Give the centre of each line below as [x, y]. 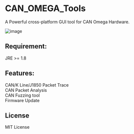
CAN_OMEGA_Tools [45, 8]
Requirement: [26, 46]
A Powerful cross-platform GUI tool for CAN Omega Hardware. [67, 22]
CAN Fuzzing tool [22, 95]
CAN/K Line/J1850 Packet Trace [37, 85]
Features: [20, 73]
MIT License [17, 127]
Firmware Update [22, 100]
